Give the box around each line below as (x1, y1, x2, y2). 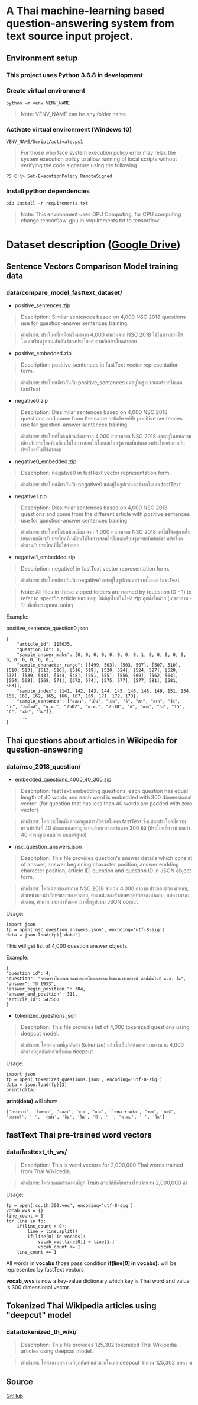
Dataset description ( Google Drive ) (6, 238, 181, 251)
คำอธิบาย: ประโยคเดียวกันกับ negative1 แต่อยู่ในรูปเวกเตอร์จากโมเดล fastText (20, 576, 180, 584)
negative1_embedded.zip (14, 553, 76, 561)
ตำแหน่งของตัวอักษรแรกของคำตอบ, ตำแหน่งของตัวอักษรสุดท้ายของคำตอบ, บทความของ (20, 891, 190, 899)
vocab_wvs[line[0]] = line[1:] (37, 1238, 115, 1245)
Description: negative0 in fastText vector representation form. (20, 470, 171, 477)
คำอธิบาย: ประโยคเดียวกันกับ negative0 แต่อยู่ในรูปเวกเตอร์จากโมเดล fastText (20, 481, 181, 488)
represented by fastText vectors (6, 1266, 84, 1273)
